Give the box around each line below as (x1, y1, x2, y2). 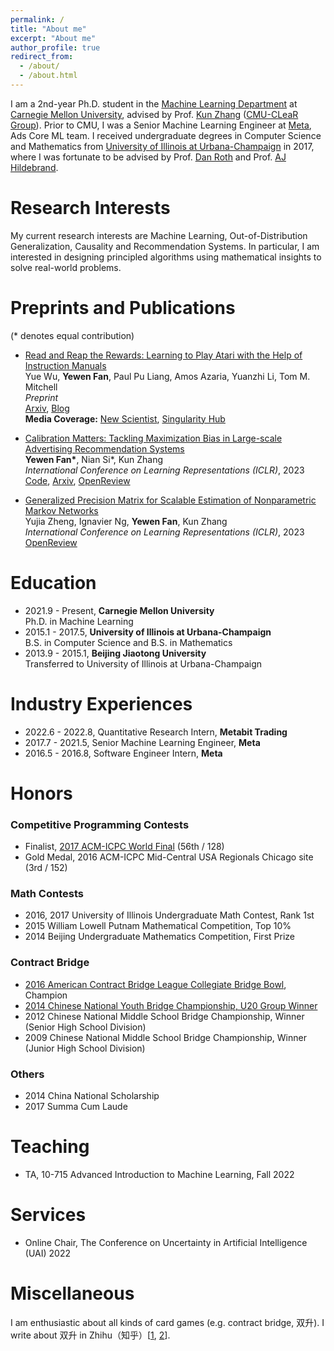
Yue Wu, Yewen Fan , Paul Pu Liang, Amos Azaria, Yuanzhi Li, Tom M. (24, 370, 311, 382)
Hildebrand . (10, 161, 59, 173)
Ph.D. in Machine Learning (24, 615, 134, 627)
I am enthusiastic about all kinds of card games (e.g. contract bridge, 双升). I (10, 1316, 325, 1328)
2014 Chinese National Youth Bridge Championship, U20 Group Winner (24, 999, 318, 1011)
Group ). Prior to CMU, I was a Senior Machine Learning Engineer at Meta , (10, 119, 312, 131)
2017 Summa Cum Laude (24, 1101, 128, 1112)
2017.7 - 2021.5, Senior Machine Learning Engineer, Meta (24, 736, 261, 748)
